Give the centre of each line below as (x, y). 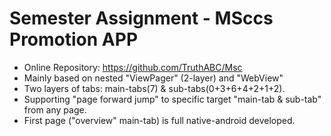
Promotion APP (74, 39)
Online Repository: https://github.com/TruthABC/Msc (133, 67)
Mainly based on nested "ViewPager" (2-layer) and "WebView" (153, 78)
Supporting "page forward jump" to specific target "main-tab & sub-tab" (172, 99)
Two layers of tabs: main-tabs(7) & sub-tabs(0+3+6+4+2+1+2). (154, 88)
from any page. (55, 109)
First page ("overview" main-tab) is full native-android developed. (159, 120)
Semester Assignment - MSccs (141, 18)
